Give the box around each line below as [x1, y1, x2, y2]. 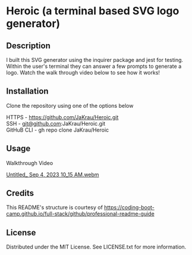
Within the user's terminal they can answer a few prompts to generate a [6, 63, 182, 70]
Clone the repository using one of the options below [6, 102, 134, 109]
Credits [6, 188, 34, 198]
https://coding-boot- [103, 204, 155, 211]
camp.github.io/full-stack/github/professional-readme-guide [6, 210, 155, 217]
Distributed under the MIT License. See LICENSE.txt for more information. [6, 243, 187, 251]
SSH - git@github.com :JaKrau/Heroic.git [6, 120, 106, 127]
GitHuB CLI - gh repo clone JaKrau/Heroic [6, 126, 109, 133]
